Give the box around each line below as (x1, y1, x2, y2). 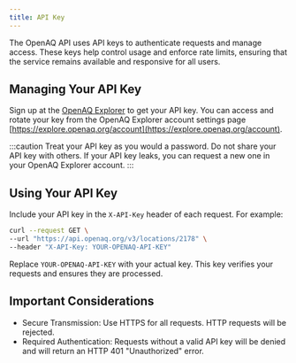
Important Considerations (9, 294, 155, 309)
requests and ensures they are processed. (9, 267, 163, 279)
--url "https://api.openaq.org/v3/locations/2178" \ (9, 235, 208, 243)
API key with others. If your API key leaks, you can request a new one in (9, 151, 270, 161)
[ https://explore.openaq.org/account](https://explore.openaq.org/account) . (9, 124, 283, 135)
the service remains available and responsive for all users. (9, 56, 221, 66)
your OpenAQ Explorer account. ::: (9, 160, 134, 171)
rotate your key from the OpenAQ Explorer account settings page (9, 114, 247, 125)
